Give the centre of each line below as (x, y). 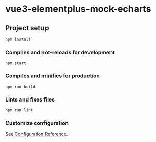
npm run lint (19, 110)
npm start (16, 63)
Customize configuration (37, 123)
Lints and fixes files (30, 99)
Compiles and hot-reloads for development (60, 52)
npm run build (20, 87)
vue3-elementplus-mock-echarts (78, 9)
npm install (18, 39)
